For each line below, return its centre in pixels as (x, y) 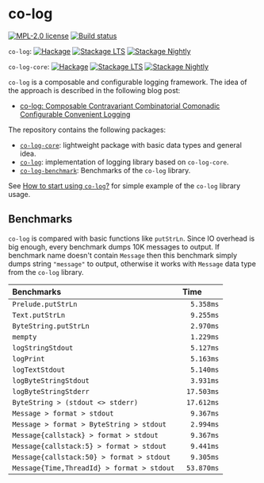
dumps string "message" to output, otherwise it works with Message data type (132, 264)
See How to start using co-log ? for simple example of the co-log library (124, 185)
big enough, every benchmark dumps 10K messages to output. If (114, 246)
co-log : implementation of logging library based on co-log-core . (124, 162)
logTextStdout (39, 369)
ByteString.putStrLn (51, 326)
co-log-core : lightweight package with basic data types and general (130, 145)
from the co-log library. (46, 272)
